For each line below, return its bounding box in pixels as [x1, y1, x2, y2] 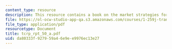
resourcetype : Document [5, 27, 56, 32]
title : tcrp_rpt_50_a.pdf [5, 31, 60, 36]
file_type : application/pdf [5, 21, 66, 27]
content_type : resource [5, 7, 56, 13]
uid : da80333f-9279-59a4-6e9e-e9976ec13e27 [5, 36, 100, 41]
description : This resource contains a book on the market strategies [5, 12, 159, 17]
